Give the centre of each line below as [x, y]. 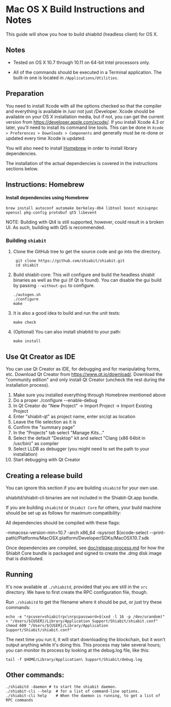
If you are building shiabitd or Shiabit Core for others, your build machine [83, 508]
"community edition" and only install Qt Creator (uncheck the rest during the [85, 380]
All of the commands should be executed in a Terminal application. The [87, 72]
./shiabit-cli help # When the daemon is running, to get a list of [83, 696]
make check [25, 323]
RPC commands [20, 700]
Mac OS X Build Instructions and [75, 9]
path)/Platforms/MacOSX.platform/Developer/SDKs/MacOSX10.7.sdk [77, 538]
